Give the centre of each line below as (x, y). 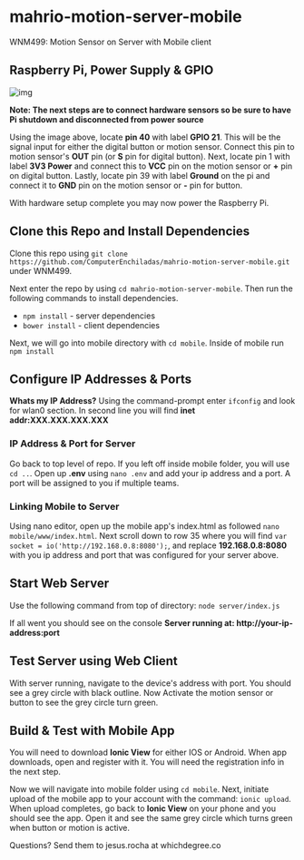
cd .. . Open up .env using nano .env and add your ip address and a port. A (150, 473)
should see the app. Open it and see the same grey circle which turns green (151, 818)
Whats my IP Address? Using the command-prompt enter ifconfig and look (152, 401)
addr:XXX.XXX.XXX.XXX (59, 420)
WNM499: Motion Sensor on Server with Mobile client (110, 42)
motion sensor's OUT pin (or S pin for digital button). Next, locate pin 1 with (150, 156)
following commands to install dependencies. (94, 298)
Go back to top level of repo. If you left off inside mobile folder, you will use (150, 464)
